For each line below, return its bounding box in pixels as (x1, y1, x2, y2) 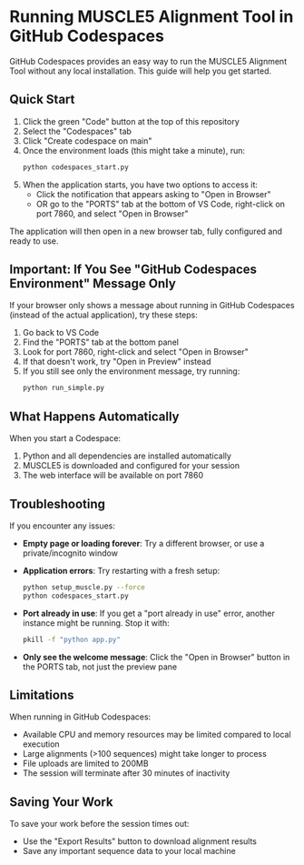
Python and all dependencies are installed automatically (22, 450, 231, 461)
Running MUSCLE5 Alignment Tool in (9, 6, 294, 27)
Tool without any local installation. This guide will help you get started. (9, 65, 272, 76)
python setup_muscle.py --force (22, 582, 145, 592)
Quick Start (9, 92, 75, 107)
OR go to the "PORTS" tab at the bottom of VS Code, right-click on (35, 198, 286, 209)
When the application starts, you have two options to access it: (22, 179, 259, 190)
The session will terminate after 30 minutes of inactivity (22, 768, 230, 779)
